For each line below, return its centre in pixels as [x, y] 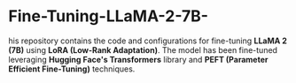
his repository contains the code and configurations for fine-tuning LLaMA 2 [148, 41]
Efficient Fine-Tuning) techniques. [72, 69]
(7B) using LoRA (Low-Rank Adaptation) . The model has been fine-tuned [143, 49]
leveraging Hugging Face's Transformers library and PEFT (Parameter [138, 59]
